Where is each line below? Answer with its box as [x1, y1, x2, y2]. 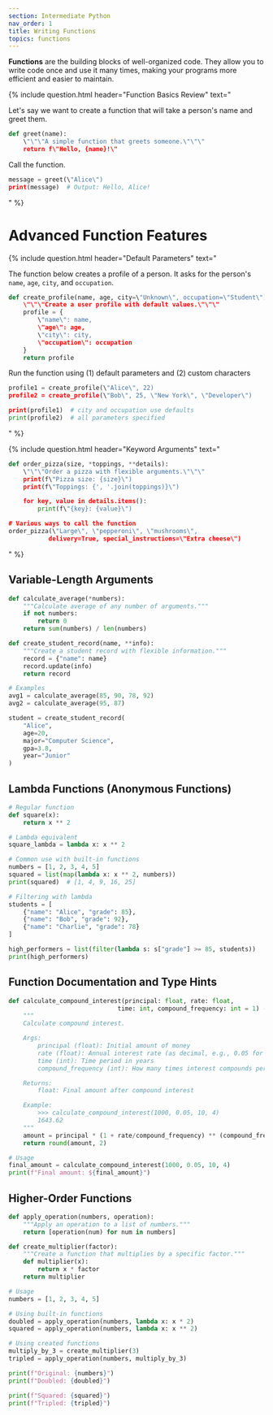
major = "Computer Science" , [23, 736, 115, 744]
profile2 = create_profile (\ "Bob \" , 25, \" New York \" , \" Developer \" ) [8, 392, 253, 400]
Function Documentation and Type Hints [8, 975, 218, 989]
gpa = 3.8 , [23, 744, 53, 753]
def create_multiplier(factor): [8, 1243, 118, 1251]
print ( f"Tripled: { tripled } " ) [8, 1399, 111, 1407]
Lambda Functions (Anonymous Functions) [8, 782, 232, 796]
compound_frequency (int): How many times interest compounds [37, 1064, 253, 1073]
